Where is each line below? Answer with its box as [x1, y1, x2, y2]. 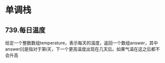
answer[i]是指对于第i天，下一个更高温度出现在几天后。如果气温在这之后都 [5, 46, 156, 52]
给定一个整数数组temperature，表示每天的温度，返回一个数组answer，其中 [5, 40, 158, 46]
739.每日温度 [5, 26, 46, 34]
